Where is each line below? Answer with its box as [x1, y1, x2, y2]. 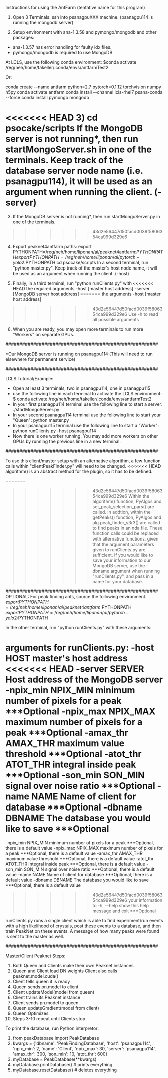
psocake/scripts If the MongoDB [5, 123, 143, 134]
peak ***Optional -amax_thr [5, 727, 129, 738]
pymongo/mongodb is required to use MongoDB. [12, 50, 114, 55]
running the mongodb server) [12, 20, 74, 25]
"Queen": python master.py [12, 417, 69, 423]
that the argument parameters [92, 541, 154, 547]
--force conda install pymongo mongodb [5, 95, 89, 100]
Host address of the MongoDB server [5, 674, 163, 685]
